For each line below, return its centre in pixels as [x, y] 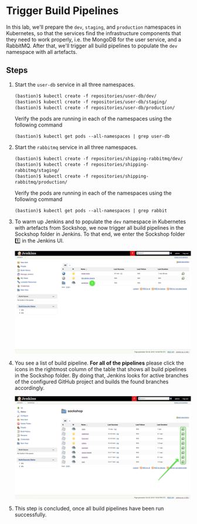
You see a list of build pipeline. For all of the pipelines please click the [99, 363]
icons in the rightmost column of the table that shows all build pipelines [100, 369]
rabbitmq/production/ [41, 182]
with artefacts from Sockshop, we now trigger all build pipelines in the [99, 227]
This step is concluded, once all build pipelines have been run [89, 508]
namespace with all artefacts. [42, 52]
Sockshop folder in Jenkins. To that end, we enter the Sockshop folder [100, 234]
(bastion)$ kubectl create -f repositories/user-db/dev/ [86, 96]
